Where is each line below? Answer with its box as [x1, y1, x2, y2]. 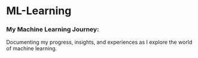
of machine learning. [6, 45, 57, 52]
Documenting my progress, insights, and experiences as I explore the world [6, 38, 193, 46]
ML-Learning [6, 4, 72, 18]
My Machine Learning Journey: [6, 25, 99, 34]
